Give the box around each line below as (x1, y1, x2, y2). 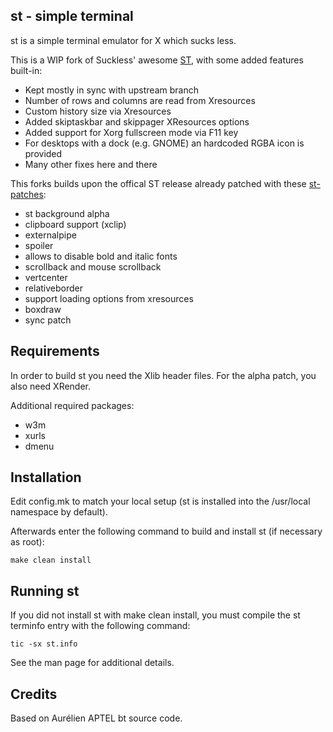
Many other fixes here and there (24, 158, 158, 170)
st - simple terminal (10, 8, 134, 25)
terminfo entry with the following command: (10, 620, 191, 632)
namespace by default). (10, 506, 108, 518)
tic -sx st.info (10, 639, 78, 649)
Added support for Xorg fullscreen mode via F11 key (24, 126, 239, 138)
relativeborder (24, 282, 83, 294)
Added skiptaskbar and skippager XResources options (24, 115, 250, 128)
